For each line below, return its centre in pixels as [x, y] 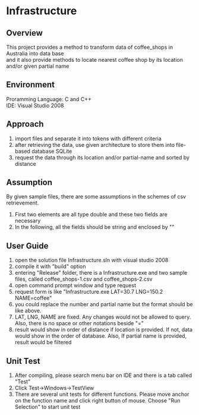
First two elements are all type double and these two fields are [91, 215]
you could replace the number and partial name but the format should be [104, 304]
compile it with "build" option [50, 266]
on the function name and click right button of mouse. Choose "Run [97, 401]
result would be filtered [43, 342]
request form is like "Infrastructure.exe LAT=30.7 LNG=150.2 [89, 292]
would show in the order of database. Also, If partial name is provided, [101, 336]
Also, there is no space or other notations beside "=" [79, 323]
